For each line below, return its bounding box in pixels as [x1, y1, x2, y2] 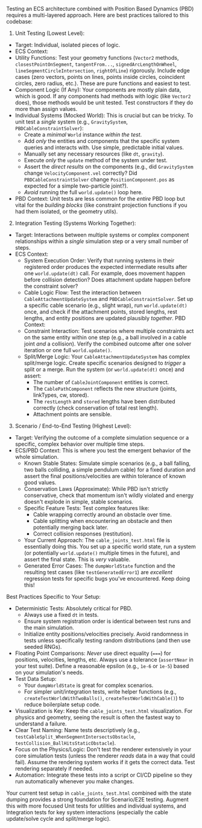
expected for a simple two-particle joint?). [24, 182, 128, 189]
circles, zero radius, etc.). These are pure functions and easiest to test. [14, 80, 191, 87]
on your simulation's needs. [14, 669, 84, 676]
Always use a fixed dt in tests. [24, 612, 99, 618]
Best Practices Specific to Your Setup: [6, 593, 101, 600]
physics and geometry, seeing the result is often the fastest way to [14, 714, 181, 721]
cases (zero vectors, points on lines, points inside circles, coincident [14, 74, 185, 80]
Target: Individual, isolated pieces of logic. [14, 42, 121, 48]
